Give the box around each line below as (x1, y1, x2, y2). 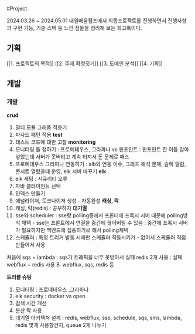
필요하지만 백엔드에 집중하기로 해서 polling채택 (21, 226, 129, 234)
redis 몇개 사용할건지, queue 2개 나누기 (15, 321, 107, 328)
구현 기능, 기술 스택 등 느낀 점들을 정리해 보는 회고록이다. (12, 25, 142, 31)
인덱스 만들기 (15, 190, 46, 197)
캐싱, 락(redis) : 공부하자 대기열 (15, 204, 87, 211)
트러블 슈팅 (6, 273, 32, 281)
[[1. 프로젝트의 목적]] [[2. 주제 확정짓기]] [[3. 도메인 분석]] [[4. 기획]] (6, 60, 163, 67)
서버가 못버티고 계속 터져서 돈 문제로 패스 (35, 153, 129, 160)
